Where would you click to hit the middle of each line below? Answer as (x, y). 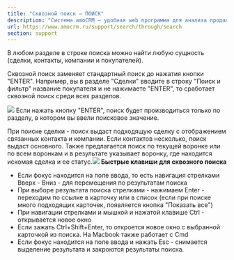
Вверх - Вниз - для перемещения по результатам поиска (102, 183)
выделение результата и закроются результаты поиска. (101, 250)
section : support (32, 33)
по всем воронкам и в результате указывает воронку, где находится (110, 153)
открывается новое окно (54, 220)
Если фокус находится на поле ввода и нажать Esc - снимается (112, 242)
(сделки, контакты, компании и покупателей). (75, 61)
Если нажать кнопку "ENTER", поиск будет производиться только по (118, 110)
